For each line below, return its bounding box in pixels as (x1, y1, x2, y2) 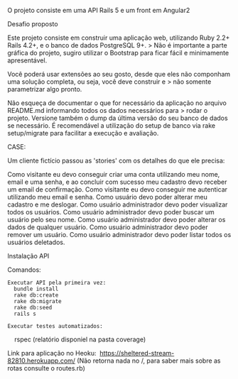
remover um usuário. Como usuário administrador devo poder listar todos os (7, 231, 232, 238)
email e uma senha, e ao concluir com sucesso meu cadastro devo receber (7, 177, 227, 186)
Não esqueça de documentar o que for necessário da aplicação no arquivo (7, 99, 227, 107)
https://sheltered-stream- (99, 349, 175, 357)
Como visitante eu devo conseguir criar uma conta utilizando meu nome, (7, 170, 220, 178)
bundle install (13, 285, 59, 292)
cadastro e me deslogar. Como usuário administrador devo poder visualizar (7, 200, 228, 209)
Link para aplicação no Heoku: (7, 349, 97, 357)
